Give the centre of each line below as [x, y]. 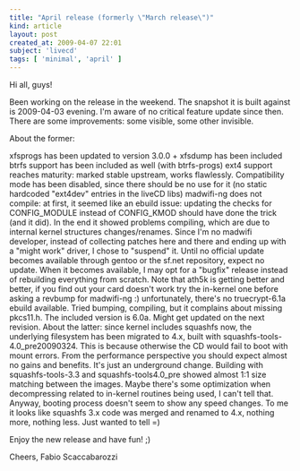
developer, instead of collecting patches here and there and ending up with [148, 241]
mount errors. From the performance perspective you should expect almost [149, 355]
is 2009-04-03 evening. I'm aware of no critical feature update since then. [146, 111]
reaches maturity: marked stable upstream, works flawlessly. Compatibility [147, 175]
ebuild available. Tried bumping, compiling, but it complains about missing [146, 308]
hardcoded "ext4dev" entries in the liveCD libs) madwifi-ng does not [136, 194]
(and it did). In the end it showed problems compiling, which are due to [140, 222]
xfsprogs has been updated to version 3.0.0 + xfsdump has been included [146, 156]
